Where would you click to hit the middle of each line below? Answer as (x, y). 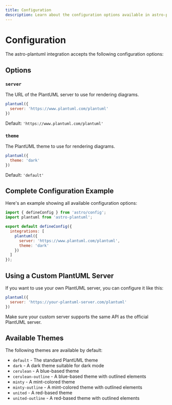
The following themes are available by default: (54, 350)
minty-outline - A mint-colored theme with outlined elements (77, 387)
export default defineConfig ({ (39, 227)
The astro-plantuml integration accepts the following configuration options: (84, 54)
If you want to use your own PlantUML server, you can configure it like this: (84, 288)
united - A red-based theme (42, 393)
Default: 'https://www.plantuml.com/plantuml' (55, 123)
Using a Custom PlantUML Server (60, 276)
